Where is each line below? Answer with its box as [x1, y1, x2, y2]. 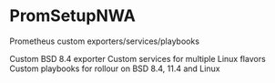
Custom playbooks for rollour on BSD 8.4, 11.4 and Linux [9, 63, 220, 74]
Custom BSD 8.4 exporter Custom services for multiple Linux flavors [9, 53, 266, 64]
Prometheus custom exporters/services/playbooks [9, 36, 200, 47]
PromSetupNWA [9, 5, 137, 26]
